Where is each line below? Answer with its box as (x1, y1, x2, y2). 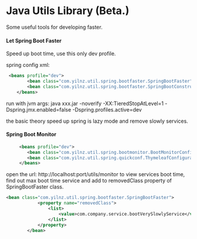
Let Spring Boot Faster (6, 37, 62, 44)
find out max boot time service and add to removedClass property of (6, 177, 172, 184)
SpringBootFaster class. (6, 183, 64, 190)
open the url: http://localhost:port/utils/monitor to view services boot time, (6, 171, 185, 178)
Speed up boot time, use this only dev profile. (6, 50, 116, 57)
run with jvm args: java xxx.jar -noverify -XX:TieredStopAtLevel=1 (6, 100, 164, 107)
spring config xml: (6, 62, 50, 69)
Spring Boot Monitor (6, 131, 57, 138)
